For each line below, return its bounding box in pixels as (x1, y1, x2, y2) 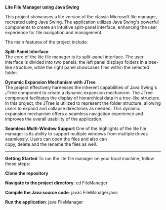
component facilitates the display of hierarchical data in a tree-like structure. (5, 95, 161, 101)
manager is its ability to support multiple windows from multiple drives (5, 131, 148, 136)
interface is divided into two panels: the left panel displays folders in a (5, 59, 147, 65)
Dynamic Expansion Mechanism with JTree (5, 79, 96, 85)
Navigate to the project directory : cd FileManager (5, 180, 108, 186)
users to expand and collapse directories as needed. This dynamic (5, 106, 141, 111)
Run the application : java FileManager (5, 199, 83, 205)
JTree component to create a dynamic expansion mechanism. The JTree (5, 90, 153, 95)
